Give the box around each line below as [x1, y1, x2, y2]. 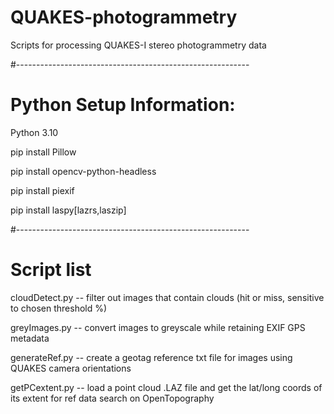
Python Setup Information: [10, 94, 236, 116]
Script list [10, 259, 92, 281]
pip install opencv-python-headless [10, 165, 157, 177]
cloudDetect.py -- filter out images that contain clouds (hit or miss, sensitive [10, 291, 325, 303]
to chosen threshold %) [10, 302, 108, 314]
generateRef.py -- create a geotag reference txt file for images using [10, 351, 293, 363]
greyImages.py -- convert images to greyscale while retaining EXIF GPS [10, 321, 306, 333]
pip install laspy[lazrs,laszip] [10, 204, 127, 216]
